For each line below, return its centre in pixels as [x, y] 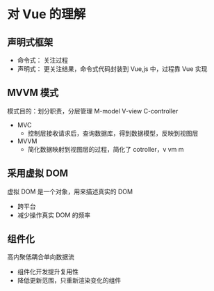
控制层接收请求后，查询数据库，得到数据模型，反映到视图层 [113, 133]
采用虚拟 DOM [38, 174]
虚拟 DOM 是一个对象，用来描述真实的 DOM [70, 191]
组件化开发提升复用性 [48, 272]
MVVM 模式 [33, 93]
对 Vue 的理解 [47, 14]
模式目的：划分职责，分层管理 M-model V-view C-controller [93, 111]
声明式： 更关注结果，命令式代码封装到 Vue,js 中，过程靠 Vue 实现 [112, 69]
